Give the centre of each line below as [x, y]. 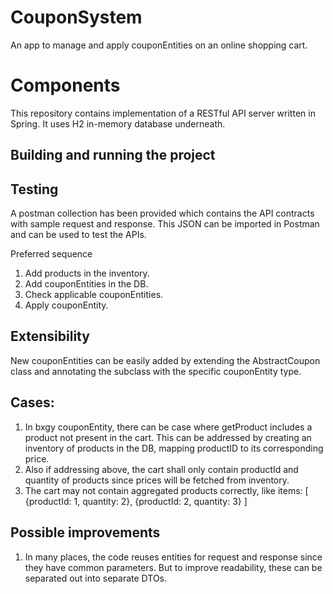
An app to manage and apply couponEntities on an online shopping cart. [159, 45]
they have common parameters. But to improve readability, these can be [173, 567]
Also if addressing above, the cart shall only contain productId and [161, 469]
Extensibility [50, 336]
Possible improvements [85, 532]
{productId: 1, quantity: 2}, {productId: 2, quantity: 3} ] [136, 501]
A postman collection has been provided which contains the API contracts [162, 213]
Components [65, 85]
